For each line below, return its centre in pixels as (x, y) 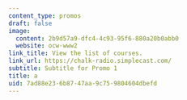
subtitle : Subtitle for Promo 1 (63, 69)
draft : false (30, 23)
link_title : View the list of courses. (76, 53)
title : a (23, 76)
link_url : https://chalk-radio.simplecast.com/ (90, 61)
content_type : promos (45, 16)
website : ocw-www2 (47, 46)
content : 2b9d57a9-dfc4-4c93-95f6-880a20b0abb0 (98, 38)
